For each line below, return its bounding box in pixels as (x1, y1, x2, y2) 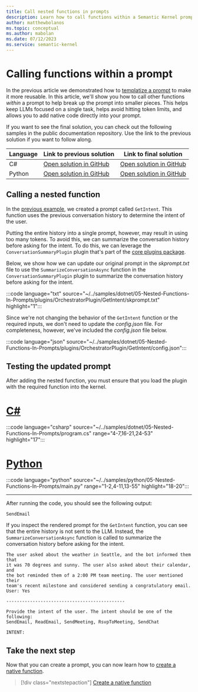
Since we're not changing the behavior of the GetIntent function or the (6, 314, 178, 321)
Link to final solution (123, 150, 183, 158)
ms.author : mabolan (6, 31, 54, 37)
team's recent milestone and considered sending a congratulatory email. (6, 583, 192, 589)
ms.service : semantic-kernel (6, 42, 78, 48)
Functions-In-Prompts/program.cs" (6, 430, 92, 437)
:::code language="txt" (6, 290, 62, 297)
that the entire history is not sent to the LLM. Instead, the (6, 528, 144, 535)
